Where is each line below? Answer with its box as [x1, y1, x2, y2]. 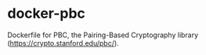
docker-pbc [7, 5, 85, 22]
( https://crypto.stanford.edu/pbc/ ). [7, 38, 119, 47]
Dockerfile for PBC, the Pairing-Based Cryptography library [7, 30, 199, 40]
